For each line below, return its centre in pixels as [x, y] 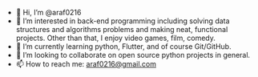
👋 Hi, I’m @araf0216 [48, 12]
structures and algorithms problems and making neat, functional [122, 29]
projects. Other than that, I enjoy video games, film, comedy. [116, 38]
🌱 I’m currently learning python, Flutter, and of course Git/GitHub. [123, 47]
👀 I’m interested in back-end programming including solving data [123, 21]
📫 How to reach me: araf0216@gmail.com [86, 64]
